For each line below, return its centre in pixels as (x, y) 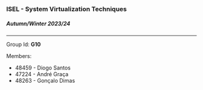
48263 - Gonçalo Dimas (45, 80)
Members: (19, 56)
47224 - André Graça (42, 74)
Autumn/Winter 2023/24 (38, 24)
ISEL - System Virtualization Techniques (66, 9)
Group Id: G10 (24, 44)
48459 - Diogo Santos (43, 68)
